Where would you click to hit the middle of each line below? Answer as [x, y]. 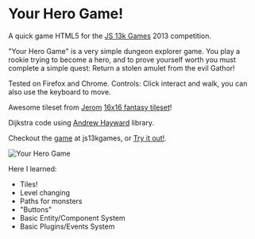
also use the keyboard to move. [60, 91]
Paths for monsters [51, 201]
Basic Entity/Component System [72, 218]
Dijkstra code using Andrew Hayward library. [81, 122]
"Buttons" [36, 209]
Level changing [44, 192]
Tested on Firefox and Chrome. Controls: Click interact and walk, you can [128, 83]
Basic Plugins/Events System [67, 226]
